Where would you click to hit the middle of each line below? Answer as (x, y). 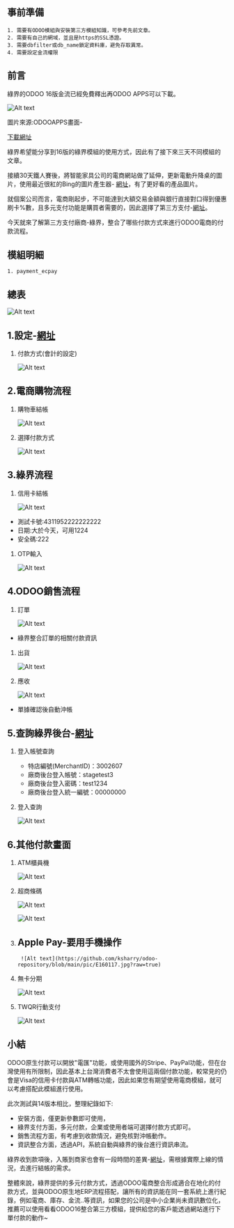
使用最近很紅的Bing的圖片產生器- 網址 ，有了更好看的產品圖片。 (110, 184)
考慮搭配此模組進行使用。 (50, 1089)
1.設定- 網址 (31, 336)
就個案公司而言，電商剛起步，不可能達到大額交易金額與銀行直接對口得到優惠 (117, 199)
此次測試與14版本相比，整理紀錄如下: (60, 1103)
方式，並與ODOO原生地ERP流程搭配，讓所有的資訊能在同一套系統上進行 (117, 1191)
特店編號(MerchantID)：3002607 (75, 766)
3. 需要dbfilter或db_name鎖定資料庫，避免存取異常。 (77, 45)
